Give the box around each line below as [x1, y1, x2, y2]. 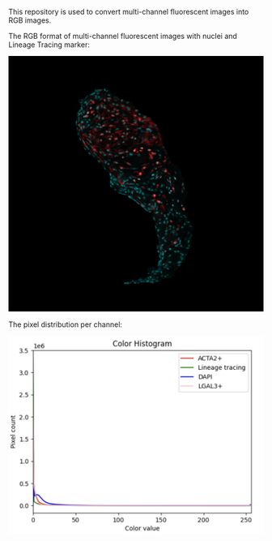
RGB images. [8, 15, 52, 25]
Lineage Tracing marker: [8, 40, 91, 49]
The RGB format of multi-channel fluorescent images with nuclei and [8, 32, 237, 41]
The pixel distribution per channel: [8, 320, 123, 329]
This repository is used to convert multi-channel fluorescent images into [8, 7, 249, 16]
